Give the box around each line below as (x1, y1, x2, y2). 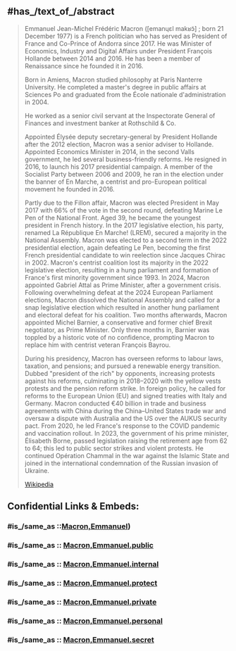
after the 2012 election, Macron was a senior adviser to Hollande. (24, 140, 214, 148)
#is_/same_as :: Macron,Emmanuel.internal (7, 559, 159, 569)
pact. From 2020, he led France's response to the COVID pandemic (24, 422, 221, 430)
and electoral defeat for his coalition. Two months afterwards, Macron (24, 310, 228, 319)
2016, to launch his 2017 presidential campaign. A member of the (24, 162, 213, 171)
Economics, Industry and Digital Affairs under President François (24, 46, 213, 55)
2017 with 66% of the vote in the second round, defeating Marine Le (24, 206, 223, 214)
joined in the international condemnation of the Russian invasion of (24, 459, 218, 467)
